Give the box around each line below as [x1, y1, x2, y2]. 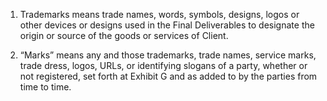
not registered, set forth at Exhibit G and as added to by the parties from [19, 70, 318, 82]
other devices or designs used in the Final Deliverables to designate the [19, 19, 315, 31]
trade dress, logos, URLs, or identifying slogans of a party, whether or [19, 60, 308, 71]
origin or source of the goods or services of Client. [19, 30, 229, 41]
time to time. [19, 81, 72, 93]
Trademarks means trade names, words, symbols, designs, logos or [19, 9, 300, 20]
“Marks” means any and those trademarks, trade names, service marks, [19, 49, 317, 61]
